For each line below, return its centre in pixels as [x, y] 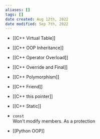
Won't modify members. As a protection [54, 121]
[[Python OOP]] [29, 131]
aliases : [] [18, 10]
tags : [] [14, 15]
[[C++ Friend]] [27, 87]
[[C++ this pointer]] [32, 96]
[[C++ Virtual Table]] [34, 38]
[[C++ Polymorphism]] [36, 77]
